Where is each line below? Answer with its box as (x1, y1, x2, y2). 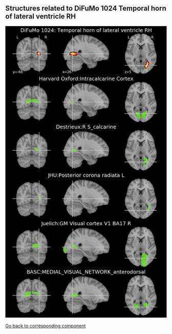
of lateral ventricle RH (5, 12, 76, 21)
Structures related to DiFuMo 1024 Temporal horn (5, 4, 166, 13)
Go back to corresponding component (5, 323, 86, 329)
